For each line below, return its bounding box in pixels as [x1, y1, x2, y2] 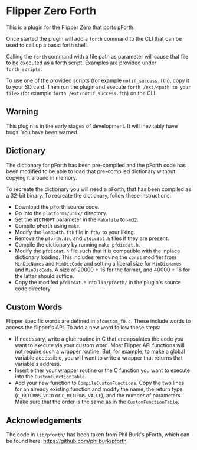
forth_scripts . [6, 65, 42, 72]
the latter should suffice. [14, 272, 74, 279]
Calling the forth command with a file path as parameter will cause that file [6, 53, 189, 60]
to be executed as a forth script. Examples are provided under [6, 59, 157, 66]
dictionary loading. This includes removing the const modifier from [14, 253, 177, 261]
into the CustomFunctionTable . [14, 373, 87, 380]
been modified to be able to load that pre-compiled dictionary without [6, 167, 176, 175]
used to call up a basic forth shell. [6, 41, 88, 48]
